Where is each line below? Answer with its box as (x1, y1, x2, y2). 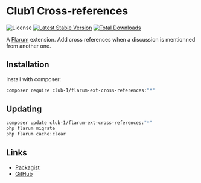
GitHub (14, 170, 33, 177)
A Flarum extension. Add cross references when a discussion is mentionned (6, 36, 196, 43)
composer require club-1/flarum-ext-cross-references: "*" (6, 87, 155, 93)
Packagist (14, 164, 40, 171)
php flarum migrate (6, 125, 56, 132)
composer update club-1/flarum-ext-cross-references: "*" (6, 120, 153, 126)
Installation (6, 60, 49, 70)
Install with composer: (6, 75, 62, 82)
